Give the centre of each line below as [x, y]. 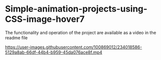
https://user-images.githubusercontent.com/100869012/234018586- [73, 47]
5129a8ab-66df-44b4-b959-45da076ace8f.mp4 [54, 52]
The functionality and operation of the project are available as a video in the [81, 32]
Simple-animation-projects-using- [76, 9]
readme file [16, 38]
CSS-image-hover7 [45, 19]
